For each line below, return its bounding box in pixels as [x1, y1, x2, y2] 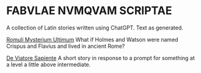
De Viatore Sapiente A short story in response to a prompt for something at [6, 54, 195, 61]
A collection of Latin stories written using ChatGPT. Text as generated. [6, 24, 183, 31]
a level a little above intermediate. [6, 61, 91, 68]
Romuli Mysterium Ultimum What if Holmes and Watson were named [6, 36, 178, 43]
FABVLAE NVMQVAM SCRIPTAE [6, 4, 172, 18]
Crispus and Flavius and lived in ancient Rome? [6, 42, 125, 50]
